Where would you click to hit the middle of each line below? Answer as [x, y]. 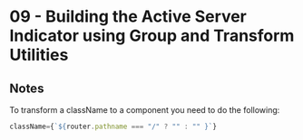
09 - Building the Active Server [128, 17]
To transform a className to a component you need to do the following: [145, 110]
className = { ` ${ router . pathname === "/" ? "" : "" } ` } [113, 126]
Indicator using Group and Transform [152, 36]
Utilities [39, 55]
